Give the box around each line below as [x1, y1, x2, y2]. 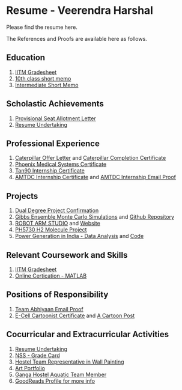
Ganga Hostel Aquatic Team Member [14, 371, 107, 378]
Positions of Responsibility [6, 290, 109, 300]
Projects [6, 190, 38, 201]
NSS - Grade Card [14, 352, 60, 359]
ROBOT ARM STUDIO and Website [14, 220, 100, 227]
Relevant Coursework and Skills [6, 250, 128, 260]
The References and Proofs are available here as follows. [6, 35, 147, 42]
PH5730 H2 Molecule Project [14, 226, 87, 233]
